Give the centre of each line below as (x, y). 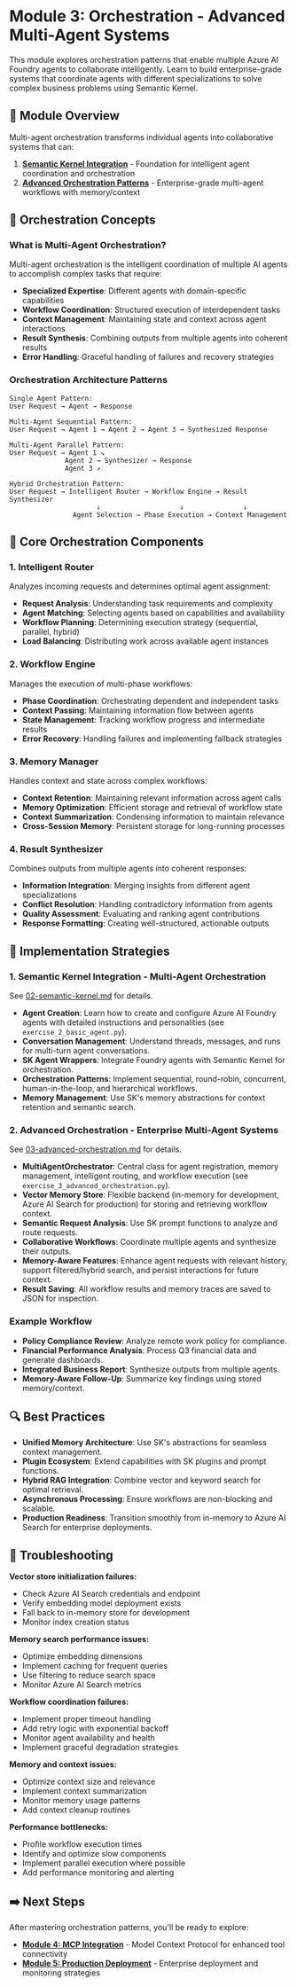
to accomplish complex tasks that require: (86, 274)
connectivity (45, 1954)
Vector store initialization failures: (73, 1576)
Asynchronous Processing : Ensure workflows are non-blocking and (147, 1499)
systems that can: (42, 146)
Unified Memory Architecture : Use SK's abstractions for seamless (145, 1443)
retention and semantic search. (78, 1107)
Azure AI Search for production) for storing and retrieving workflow (145, 1204)
